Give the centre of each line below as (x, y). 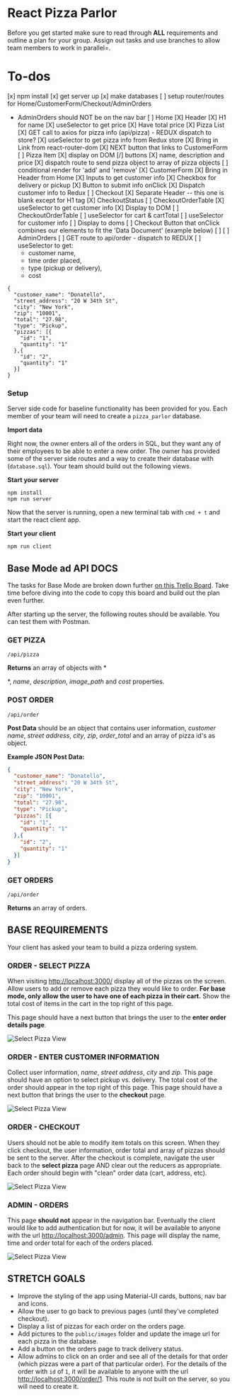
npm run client (30, 547)
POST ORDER (31, 700)
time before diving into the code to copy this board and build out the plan (114, 593)
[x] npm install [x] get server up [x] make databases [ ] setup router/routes (116, 96)
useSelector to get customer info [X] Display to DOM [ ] (98, 208)
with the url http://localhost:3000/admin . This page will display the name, (114, 1235)
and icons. (33, 1303)
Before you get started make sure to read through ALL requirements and (112, 33)
